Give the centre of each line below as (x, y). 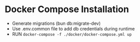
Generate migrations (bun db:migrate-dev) (56, 23)
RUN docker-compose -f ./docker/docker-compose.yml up (72, 34)
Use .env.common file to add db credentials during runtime (73, 28)
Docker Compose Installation (67, 9)
